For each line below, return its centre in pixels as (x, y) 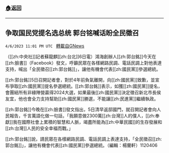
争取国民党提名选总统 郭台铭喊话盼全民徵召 (72, 33)
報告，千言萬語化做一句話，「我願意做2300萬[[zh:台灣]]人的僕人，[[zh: (82, 116)
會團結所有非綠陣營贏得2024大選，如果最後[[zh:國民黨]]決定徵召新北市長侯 (83, 93)
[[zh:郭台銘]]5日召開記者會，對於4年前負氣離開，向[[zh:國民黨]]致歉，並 (80, 80)
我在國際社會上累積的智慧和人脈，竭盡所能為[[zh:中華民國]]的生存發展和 (88, 122)
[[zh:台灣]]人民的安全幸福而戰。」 (39, 128)
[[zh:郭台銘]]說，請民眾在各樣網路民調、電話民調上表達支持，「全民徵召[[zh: (83, 139)
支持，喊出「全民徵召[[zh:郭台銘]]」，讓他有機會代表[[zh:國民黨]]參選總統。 (83, 69)
